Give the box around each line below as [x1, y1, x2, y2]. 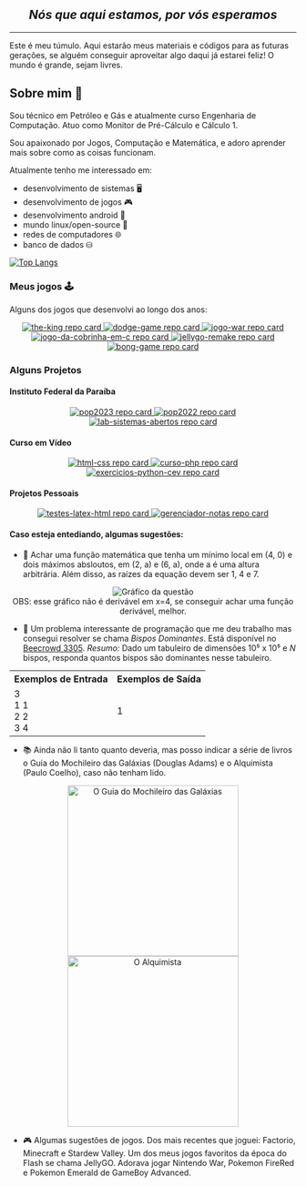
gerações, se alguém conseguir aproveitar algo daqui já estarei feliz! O [9, 49, 275, 60]
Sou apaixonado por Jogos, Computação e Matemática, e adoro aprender [9, 137, 287, 148]
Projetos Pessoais [9, 487, 79, 499]
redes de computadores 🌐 [22, 228, 122, 239]
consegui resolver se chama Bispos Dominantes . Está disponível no [22, 633, 277, 644]
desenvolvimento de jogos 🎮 [22, 196, 134, 208]
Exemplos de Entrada [14, 673, 108, 685]
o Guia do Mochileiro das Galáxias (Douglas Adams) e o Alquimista [22, 757, 273, 768]
